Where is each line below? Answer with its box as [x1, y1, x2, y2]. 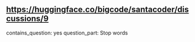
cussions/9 [6, 14, 49, 24]
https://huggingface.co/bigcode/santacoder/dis [6, 5, 189, 15]
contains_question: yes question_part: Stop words [6, 29, 129, 36]
